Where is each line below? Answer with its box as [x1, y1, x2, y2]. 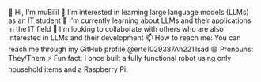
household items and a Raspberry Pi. [8, 65, 128, 74]
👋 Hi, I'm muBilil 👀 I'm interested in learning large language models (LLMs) [8, 8, 249, 17]
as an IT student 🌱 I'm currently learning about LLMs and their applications [8, 16, 252, 25]
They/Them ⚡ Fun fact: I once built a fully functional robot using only [8, 54, 232, 62]
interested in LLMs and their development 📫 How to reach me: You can [8, 33, 241, 43]
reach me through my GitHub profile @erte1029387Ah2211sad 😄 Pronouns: [8, 44, 254, 54]
